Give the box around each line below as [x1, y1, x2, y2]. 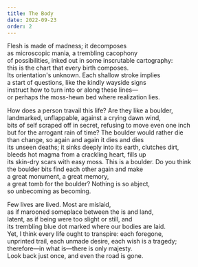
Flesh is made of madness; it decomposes [7, 42, 127, 50]
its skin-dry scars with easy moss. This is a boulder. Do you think [7, 158, 191, 166]
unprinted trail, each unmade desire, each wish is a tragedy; [7, 237, 177, 246]
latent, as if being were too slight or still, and [7, 215, 133, 224]
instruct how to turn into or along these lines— [7, 86, 139, 94]
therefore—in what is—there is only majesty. [7, 244, 133, 253]
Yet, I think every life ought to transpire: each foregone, [7, 230, 164, 238]
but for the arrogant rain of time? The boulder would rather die [7, 128, 184, 137]
